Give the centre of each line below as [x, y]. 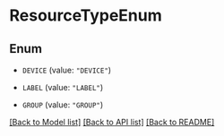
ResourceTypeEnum [86, 16]
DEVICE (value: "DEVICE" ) [67, 70]
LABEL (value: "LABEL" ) [63, 87]
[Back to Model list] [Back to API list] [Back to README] [112, 122]
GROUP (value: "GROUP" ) [63, 105]
